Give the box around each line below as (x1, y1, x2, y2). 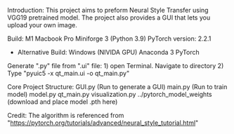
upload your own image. (7, 21, 77, 29)
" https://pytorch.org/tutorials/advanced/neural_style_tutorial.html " (7, 119, 199, 127)
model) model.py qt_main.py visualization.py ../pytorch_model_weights (7, 91, 212, 98)
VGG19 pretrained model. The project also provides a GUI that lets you (7, 13, 211, 22)
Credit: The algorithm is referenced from (7, 112, 124, 119)
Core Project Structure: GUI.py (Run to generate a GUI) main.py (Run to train (7, 83, 228, 91)
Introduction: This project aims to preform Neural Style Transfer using (7, 6, 209, 14)
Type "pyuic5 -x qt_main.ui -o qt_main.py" (7, 69, 130, 77)
